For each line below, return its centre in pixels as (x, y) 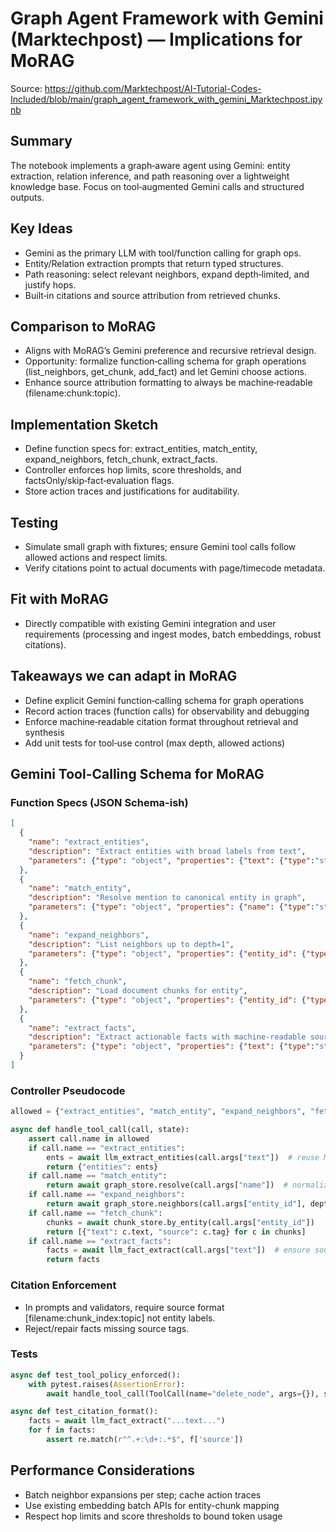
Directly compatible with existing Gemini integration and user (150, 623)
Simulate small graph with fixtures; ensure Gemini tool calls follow (160, 546)
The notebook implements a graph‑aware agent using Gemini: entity (150, 165)
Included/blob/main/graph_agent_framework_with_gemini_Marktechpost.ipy (166, 99)
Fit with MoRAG (59, 599)
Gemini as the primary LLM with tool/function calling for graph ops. (163, 253)
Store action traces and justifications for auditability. (132, 491)
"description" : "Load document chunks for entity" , (138, 991)
